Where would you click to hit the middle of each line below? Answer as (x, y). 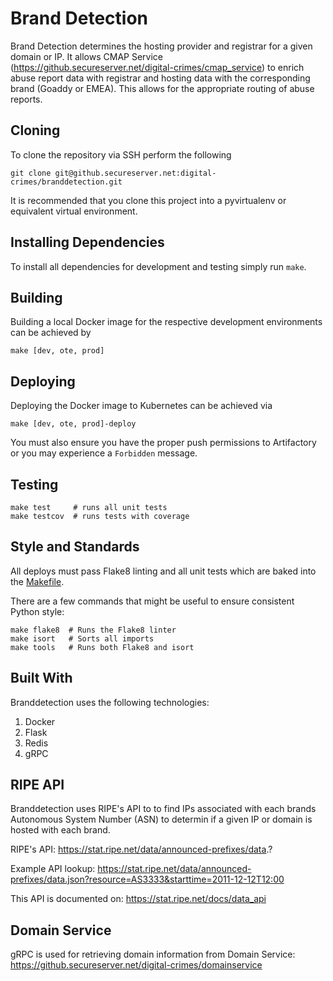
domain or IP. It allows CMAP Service (87, 56)
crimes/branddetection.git (66, 182)
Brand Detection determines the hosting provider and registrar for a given (161, 46)
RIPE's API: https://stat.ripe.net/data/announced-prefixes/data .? (141, 849)
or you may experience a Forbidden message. (104, 453)
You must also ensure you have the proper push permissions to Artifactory (163, 443)
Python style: (37, 611)
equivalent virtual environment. (74, 211)
